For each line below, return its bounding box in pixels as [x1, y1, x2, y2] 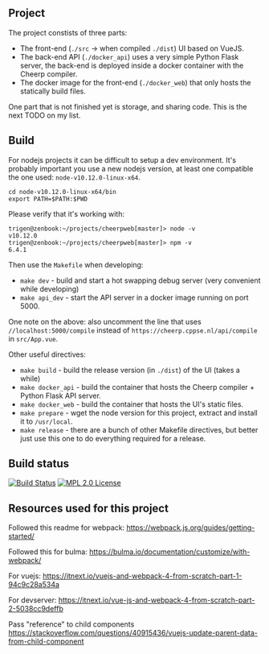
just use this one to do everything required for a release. [19, 433, 206, 443]
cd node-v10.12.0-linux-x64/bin [8, 188, 116, 196]
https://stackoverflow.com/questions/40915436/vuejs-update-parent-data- [8, 628, 259, 638]
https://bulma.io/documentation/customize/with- [89, 547, 251, 557]
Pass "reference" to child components [8, 619, 135, 629]
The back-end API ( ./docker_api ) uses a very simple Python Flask [19, 52, 239, 61]
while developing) [19, 284, 79, 293]
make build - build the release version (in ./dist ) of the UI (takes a [19, 365, 241, 375]
